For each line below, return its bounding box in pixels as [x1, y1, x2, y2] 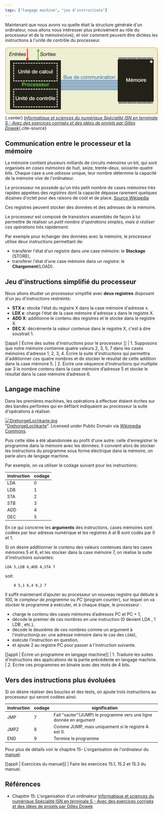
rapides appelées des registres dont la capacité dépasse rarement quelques [5, 190, 157, 196]
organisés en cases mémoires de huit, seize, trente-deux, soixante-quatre [5, 165, 153, 171]
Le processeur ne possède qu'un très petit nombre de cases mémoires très [5, 185, 156, 191]
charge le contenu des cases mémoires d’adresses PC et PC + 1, [12, 611, 141, 617]
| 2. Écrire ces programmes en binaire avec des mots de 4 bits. [5, 662, 130, 668]
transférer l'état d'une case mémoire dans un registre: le [12, 259, 125, 264]
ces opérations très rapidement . [5, 224, 69, 230]
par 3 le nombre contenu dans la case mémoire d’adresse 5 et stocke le [5, 366, 148, 372]
